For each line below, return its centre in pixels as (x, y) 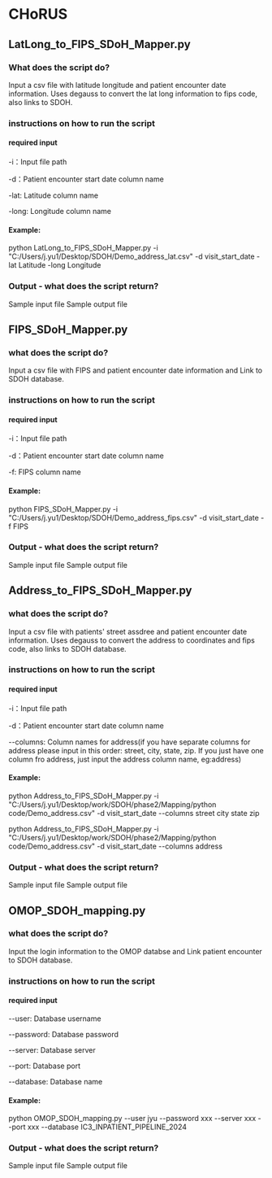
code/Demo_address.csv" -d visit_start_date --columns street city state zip (134, 813)
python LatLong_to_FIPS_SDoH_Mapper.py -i (83, 248)
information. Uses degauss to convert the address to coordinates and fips (132, 640)
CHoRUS (38, 14)
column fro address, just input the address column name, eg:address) (125, 759)
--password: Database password (64, 1034)
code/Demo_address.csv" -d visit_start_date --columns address (116, 846)
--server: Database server (52, 1049)
